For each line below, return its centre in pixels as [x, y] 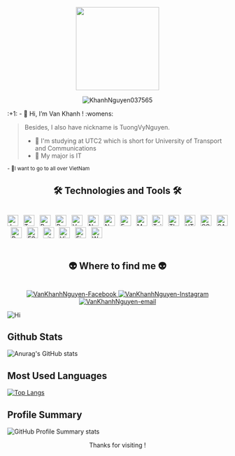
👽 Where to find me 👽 [117, 266]
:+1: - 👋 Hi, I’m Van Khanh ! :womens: [60, 113]
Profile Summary [45, 414]
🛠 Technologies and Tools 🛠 [117, 191]
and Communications [65, 148]
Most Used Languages [57, 376]
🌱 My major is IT [58, 156]
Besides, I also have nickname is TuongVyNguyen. [97, 127]
